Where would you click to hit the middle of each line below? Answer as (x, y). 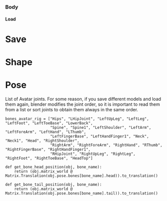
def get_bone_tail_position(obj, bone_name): (53, 184)
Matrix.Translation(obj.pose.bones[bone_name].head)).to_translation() (81, 176)
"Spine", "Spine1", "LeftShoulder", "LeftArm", (101, 127)
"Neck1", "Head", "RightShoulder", (42, 141)
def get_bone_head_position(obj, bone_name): (53, 167)
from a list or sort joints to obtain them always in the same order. (72, 109)
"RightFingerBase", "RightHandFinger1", (48, 149)
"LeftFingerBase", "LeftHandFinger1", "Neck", (100, 136)
